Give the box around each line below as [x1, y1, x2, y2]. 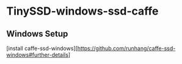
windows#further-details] [6, 51, 71, 59]
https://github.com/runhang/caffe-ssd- [77, 44, 176, 52]
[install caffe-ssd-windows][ [6, 44, 78, 52]
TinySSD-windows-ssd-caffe [6, 4, 159, 18]
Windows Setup [6, 29, 68, 39]
